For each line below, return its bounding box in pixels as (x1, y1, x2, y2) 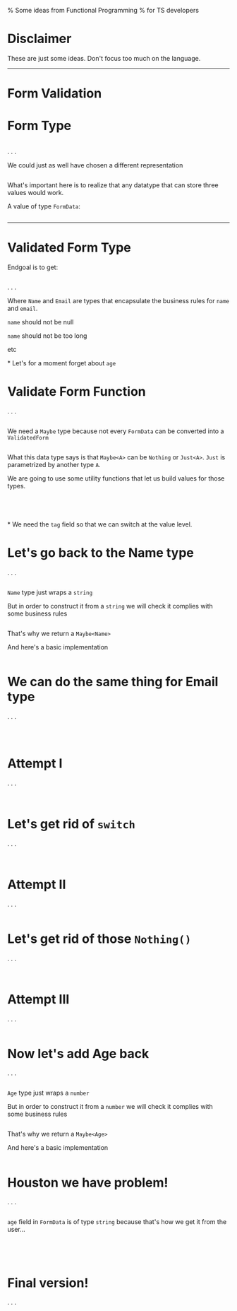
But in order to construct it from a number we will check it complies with (7, 1103, 213, 1111)
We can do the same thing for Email (7, 674, 219, 690)
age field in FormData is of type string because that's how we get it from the (7, 1218, 227, 1226)
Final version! (7, 1275, 89, 1291)
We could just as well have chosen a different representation (7, 161, 183, 170)
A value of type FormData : (7, 202, 81, 211)
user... (7, 1225, 26, 1234)
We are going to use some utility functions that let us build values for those (7, 474, 225, 483)
